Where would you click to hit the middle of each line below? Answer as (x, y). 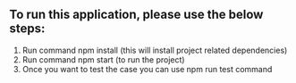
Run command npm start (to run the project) (103, 59)
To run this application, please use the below (136, 15)
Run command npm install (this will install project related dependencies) (155, 50)
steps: (27, 29)
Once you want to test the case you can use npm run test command (147, 69)
